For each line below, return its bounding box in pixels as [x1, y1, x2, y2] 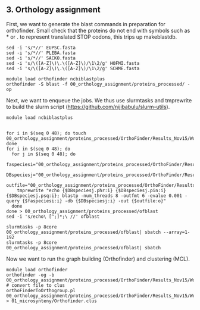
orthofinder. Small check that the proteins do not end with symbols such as [6, 27, 190, 34]
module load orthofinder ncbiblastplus [6, 76, 105, 82]
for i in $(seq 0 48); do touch [6, 130, 86, 136]
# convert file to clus [6, 282, 65, 288]
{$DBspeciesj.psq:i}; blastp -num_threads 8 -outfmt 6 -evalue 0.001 [6, 193, 183, 199]
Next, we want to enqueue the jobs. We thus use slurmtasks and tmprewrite [6, 96, 192, 104]
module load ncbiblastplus [6, 114, 73, 121]
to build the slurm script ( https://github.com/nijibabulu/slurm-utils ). [6, 103, 170, 110]
